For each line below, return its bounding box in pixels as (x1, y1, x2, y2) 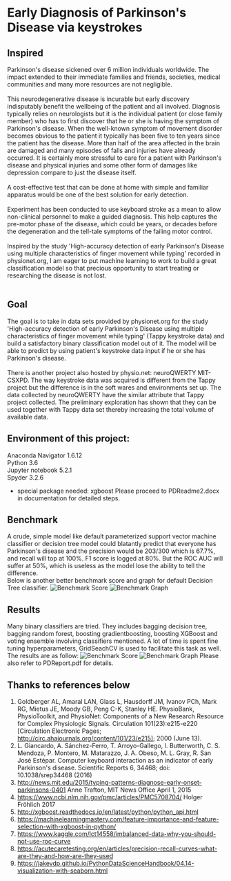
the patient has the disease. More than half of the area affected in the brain (7, 139, 221, 147)
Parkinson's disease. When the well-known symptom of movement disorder (7, 125, 223, 132)
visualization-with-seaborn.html (17, 866, 108, 875)
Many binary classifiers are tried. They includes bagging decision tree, (7, 622, 208, 630)
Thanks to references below (7, 679, 130, 691)
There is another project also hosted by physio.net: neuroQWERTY (7, 368, 197, 376)
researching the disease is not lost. (7, 271, 107, 280)
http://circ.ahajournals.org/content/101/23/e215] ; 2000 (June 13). (17, 734, 202, 743)
